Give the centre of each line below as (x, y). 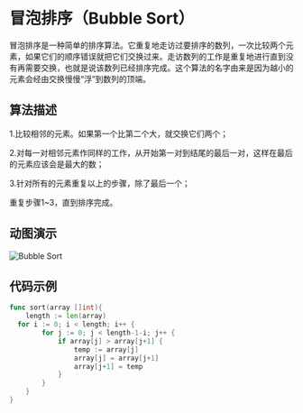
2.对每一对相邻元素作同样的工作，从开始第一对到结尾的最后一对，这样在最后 (151, 152)
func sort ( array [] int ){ (56, 307)
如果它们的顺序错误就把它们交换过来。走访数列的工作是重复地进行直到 (155, 56)
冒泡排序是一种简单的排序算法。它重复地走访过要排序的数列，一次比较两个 (147, 45)
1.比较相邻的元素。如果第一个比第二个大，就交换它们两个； (119, 133)
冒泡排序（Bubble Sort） (102, 18)
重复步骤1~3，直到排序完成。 (64, 202)
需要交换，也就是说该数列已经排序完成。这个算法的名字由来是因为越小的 (159, 68)
